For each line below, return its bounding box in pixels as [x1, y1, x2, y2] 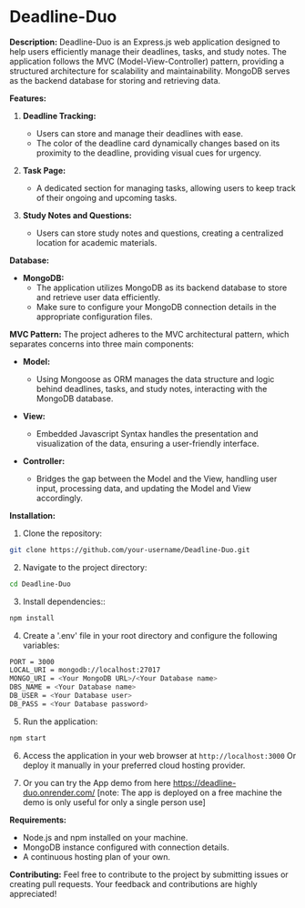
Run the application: [22, 716, 98, 727]
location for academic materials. [36, 237, 158, 247]
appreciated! [9, 888, 57, 899]
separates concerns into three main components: [9, 338, 194, 349]
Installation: [9, 509, 56, 520]
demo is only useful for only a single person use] [22, 796, 207, 807]
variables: [22, 640, 60, 651]
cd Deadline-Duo [9, 580, 71, 589]
